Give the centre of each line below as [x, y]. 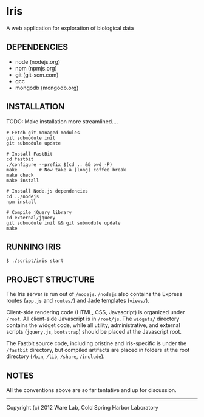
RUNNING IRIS [34, 246]
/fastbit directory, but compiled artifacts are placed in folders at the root [98, 350]
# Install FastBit [29, 154]
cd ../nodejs [23, 196]
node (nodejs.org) [38, 61]
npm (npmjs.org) [36, 68]
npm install [21, 202]
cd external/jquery [31, 218]
